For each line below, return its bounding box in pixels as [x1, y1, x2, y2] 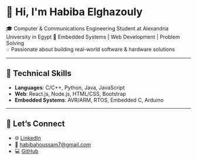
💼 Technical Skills [6, 68, 72, 78]
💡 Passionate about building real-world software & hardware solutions [6, 46, 175, 53]
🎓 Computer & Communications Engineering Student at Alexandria [6, 25, 169, 32]
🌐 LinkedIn [14, 134, 41, 141]
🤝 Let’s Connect [6, 119, 65, 129]
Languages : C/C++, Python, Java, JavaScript [14, 84, 125, 91]
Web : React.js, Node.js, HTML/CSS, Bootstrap [14, 90, 126, 97]
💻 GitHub [14, 147, 39, 154]
